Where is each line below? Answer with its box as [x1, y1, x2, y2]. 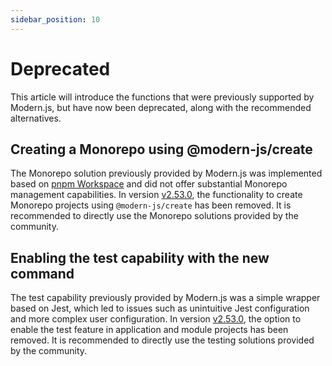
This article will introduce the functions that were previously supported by [10, 91, 315, 103]
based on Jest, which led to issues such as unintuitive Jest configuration [10, 302, 310, 315]
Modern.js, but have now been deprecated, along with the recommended [10, 101, 312, 113]
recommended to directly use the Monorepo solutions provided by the [10, 210, 299, 222]
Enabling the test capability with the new [10, 249, 270, 266]
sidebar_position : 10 [10, 14, 101, 25]
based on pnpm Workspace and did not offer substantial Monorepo [10, 178, 288, 190]
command [10, 265, 75, 282]
